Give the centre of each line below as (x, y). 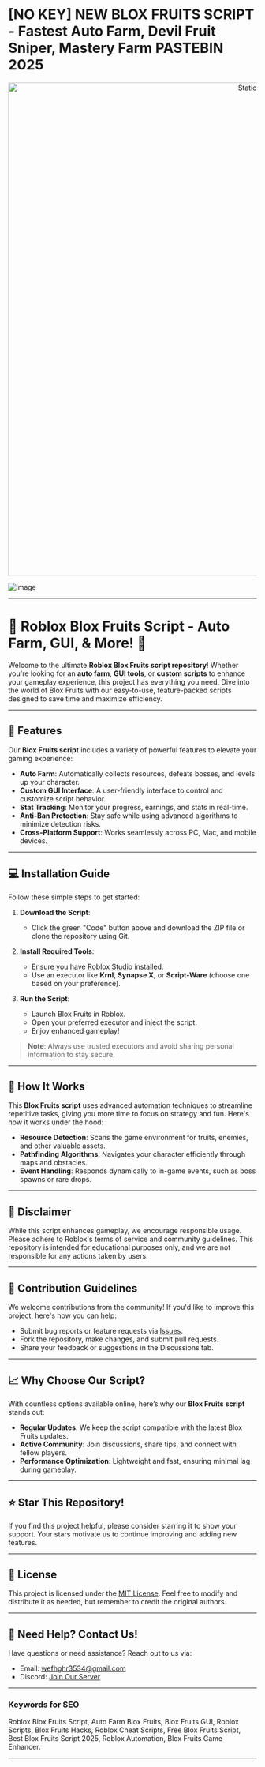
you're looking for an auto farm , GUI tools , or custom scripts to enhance (127, 673)
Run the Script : (45, 998)
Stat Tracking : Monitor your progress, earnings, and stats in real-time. (134, 807)
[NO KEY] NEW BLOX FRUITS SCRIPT (131, 15)
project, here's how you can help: (62, 1315)
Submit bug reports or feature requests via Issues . (101, 1330)
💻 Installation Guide (59, 874)
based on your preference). (76, 983)
